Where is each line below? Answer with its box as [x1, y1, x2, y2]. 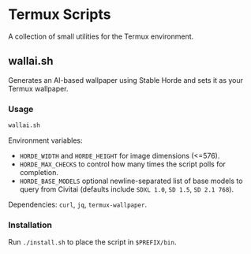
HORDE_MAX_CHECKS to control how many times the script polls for [19, 159, 227, 169]
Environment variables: [8, 136, 83, 145]
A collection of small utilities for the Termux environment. [8, 32, 194, 41]
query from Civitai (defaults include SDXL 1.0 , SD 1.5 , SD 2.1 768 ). [19, 184, 234, 194]
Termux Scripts [8, 6, 111, 24]
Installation [8, 219, 53, 230]
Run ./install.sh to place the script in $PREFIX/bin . [8, 237, 177, 247]
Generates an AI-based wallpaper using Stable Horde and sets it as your [8, 75, 243, 84]
